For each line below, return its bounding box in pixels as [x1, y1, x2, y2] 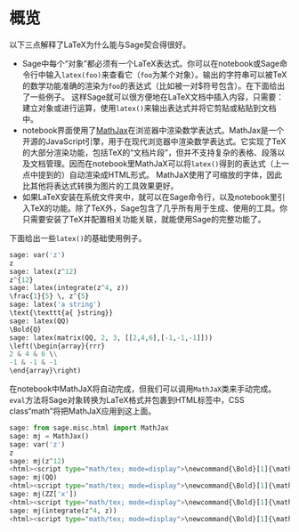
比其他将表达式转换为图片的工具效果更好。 [21, 180, 179, 191]
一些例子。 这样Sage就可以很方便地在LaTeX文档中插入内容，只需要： [29, 91, 285, 102]
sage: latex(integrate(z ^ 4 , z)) [9, 284, 129, 293]
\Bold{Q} [9, 325, 42, 334]
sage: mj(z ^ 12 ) [9, 456, 66, 465]
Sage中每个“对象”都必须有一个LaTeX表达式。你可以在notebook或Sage [21, 58, 280, 69]
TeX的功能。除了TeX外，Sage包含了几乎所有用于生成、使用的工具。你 [29, 202, 287, 214]
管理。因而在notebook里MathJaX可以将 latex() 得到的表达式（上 [45, 157, 282, 169]
